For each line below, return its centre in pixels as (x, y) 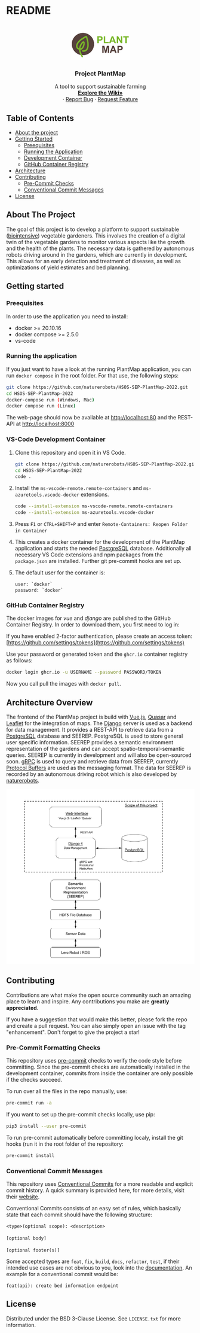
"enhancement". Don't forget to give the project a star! (73, 1032)
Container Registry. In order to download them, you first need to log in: (93, 625)
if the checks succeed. (34, 1080)
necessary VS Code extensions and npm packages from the (89, 555)
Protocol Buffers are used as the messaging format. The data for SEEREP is (99, 768)
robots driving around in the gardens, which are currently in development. (97, 254)
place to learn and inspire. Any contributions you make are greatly (88, 1001)
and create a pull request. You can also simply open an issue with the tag (96, 1025)
